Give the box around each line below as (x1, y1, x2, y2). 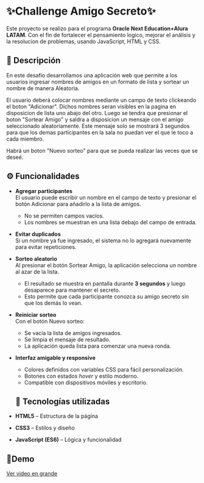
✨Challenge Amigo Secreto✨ (6, 4, 157, 18)
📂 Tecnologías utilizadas (15, 396, 110, 406)
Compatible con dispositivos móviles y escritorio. (24, 379, 148, 386)
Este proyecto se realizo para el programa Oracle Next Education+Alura (6, 24, 188, 32)
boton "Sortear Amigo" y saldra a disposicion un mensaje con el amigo (6, 116, 184, 123)
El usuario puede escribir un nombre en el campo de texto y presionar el (15, 194, 197, 201)
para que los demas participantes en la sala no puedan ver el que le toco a (6, 129, 194, 136)
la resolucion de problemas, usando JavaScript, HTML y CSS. (6, 38, 161, 45)
